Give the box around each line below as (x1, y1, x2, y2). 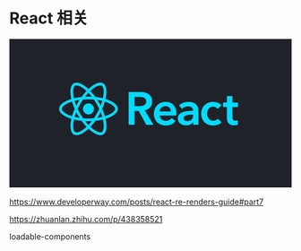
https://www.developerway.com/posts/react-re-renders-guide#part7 (9, 196, 264, 207)
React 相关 (9, 8, 89, 29)
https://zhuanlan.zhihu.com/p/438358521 (9, 213, 163, 224)
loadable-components (9, 230, 91, 242)
